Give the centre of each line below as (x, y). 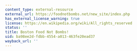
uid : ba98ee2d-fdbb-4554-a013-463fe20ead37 (50, 37)
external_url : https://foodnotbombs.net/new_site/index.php (68, 14)
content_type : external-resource (39, 9)
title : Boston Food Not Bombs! (37, 32)
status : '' (16, 28)
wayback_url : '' (22, 41)
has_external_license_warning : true (42, 18)
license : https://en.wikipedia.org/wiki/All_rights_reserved (69, 23)
